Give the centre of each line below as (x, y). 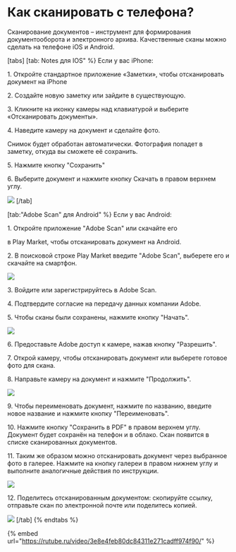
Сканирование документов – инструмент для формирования (99, 32)
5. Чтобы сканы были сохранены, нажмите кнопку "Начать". (98, 317)
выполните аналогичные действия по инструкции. (83, 471)
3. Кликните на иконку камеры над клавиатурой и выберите (98, 109)
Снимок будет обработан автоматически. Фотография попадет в (105, 144)
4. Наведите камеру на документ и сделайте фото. (84, 130)
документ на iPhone (37, 81)
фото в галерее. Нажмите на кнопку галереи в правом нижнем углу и (113, 463)
